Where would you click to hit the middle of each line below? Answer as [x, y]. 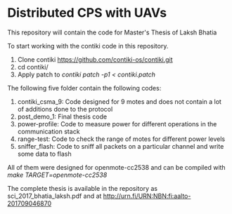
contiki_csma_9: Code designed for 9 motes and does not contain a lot [119, 101]
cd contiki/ [33, 67]
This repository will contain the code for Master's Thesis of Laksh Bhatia [112, 32]
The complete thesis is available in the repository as [83, 188]
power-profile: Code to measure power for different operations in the [117, 123]
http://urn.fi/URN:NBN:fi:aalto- [147, 196]
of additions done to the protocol [65, 109]
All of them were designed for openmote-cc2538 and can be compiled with [117, 167]
